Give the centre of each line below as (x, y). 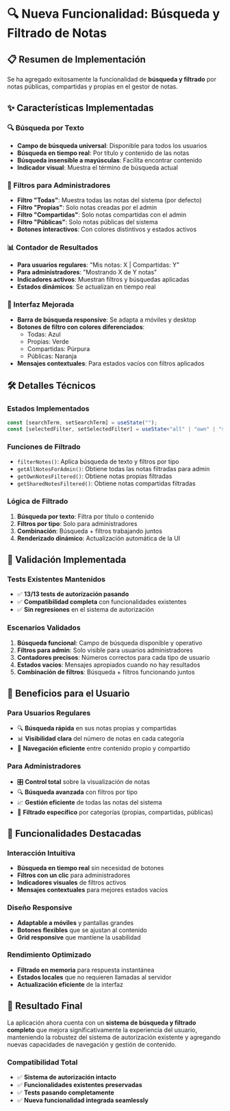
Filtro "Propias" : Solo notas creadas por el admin (87, 207)
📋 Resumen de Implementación (76, 59)
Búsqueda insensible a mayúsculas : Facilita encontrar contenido (110, 160)
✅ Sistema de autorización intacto (66, 1077)
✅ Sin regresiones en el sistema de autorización (85, 610)
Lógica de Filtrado (38, 501)
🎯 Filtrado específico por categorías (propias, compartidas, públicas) (115, 812)
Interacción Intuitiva (41, 853)
